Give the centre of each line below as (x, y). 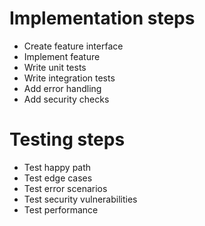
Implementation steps (102, 18)
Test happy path (57, 167)
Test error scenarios (65, 188)
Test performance (61, 209)
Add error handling (62, 88)
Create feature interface (73, 46)
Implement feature (62, 56)
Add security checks (66, 99)
